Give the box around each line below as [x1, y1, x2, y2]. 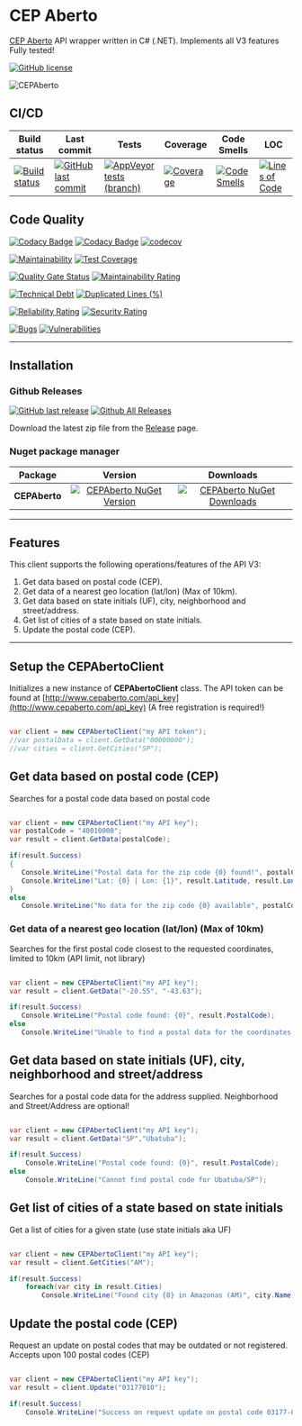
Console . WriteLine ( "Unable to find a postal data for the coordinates [21, 1028, 292, 1037]
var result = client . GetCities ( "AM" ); [9, 1258, 155, 1267]
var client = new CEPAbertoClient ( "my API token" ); [9, 727, 207, 737]
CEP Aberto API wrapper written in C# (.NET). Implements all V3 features [9, 35, 280, 46]
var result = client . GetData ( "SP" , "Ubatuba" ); [9, 1134, 187, 1143]
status [15, 143, 44, 156]
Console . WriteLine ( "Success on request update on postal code [25, 1407, 263, 1417]
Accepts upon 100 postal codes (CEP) [9, 1349, 150, 1360]
